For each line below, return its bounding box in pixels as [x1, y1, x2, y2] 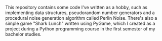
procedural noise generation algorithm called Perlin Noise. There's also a [5, 15, 157, 21]
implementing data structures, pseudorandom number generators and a [5, 10, 155, 16]
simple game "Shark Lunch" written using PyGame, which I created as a [5, 20, 155, 26]
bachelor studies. [5, 31, 42, 37]
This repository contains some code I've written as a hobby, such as [5, 5, 148, 10]
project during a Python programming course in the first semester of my [5, 26, 155, 32]
